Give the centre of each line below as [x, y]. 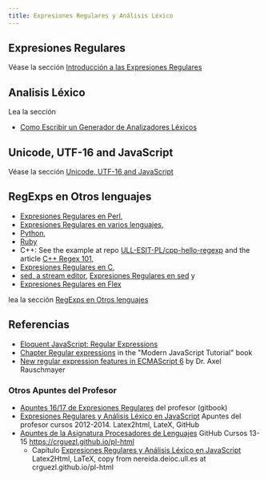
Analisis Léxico [47, 92]
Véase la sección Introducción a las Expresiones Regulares [105, 67]
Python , [33, 233]
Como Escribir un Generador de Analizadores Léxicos [108, 127]
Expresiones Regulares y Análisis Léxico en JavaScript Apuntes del [130, 416]
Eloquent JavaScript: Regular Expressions [89, 344]
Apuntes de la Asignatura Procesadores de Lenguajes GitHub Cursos [134, 433]
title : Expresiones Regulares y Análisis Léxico [91, 16]
